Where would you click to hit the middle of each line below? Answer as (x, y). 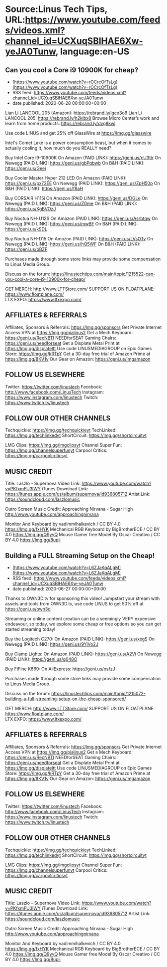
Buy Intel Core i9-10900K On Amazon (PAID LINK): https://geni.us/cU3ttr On (83, 158)
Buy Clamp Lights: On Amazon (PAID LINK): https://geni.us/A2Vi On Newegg (83, 654)
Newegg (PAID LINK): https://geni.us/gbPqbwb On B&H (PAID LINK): (75, 163)
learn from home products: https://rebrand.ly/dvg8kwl (60, 123)
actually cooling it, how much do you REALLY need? (58, 148)
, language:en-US (92, 52)
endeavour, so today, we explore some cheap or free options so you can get (83, 624)
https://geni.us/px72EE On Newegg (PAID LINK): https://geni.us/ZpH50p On (83, 183)
